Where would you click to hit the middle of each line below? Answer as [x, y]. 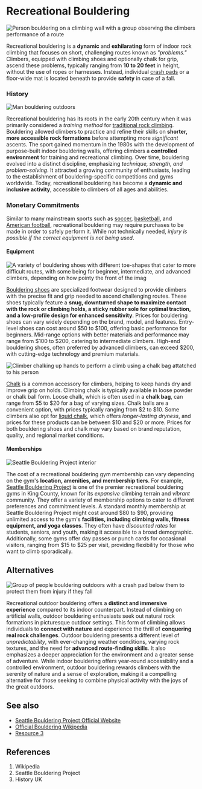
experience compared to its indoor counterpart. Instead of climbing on [94, 609]
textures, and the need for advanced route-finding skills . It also [86, 648]
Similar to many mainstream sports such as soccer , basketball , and [89, 218]
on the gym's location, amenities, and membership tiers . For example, [95, 480]
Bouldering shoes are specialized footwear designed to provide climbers [96, 289]
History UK [28, 779]
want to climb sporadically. [40, 551]
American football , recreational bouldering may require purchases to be [95, 224]
